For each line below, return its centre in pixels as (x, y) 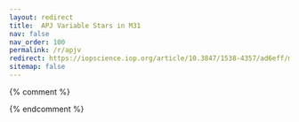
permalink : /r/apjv (45, 50)
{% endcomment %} (47, 109)
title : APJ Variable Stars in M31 (75, 26)
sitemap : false (37, 67)
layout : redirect (41, 17)
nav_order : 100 (37, 42)
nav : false (29, 34)
